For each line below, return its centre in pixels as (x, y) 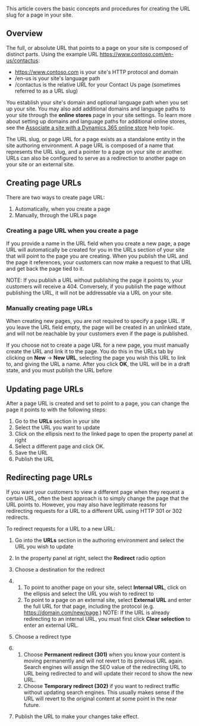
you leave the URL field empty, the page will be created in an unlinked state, (99, 327)
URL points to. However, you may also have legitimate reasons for (86, 505)
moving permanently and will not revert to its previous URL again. (103, 661)
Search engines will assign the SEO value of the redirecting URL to (105, 667)
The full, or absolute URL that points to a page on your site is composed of (97, 47)
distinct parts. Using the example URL (52, 54)
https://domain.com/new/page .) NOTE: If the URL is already (97, 612)
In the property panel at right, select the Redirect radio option (90, 558)
